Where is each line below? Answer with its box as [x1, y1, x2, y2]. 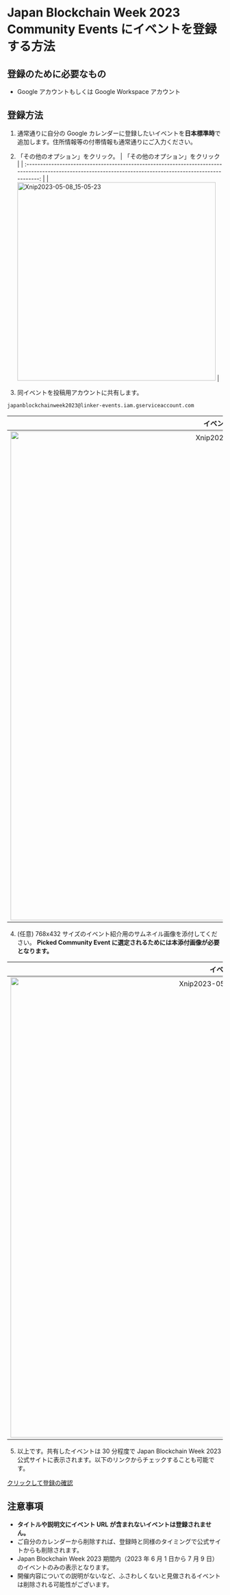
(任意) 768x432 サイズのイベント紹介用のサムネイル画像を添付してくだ [16, 929, 218, 937]
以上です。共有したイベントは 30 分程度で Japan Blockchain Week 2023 [16, 1447, 221, 1455]
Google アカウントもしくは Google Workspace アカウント [16, 88, 181, 95]
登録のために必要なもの [7, 68, 106, 80]
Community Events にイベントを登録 [7, 22, 217, 37]
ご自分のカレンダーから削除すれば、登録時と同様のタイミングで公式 [16, 1537, 209, 1546]
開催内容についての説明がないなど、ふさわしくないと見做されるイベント [16, 1572, 221, 1580]
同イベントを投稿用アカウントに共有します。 [16, 388, 143, 396]
